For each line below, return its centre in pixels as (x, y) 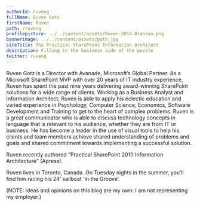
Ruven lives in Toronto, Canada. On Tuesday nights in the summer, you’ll (95, 172)
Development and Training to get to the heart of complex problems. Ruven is (100, 111)
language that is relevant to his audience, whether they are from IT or (91, 124)
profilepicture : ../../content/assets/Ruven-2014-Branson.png (85, 34)
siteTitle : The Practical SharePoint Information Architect (83, 45)
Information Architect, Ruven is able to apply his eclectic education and (94, 99)
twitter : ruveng (26, 56)
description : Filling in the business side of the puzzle (80, 51)
